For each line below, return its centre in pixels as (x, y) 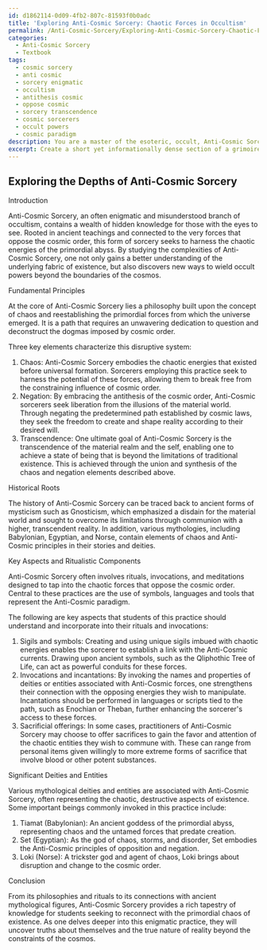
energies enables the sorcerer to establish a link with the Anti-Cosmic (133, 650)
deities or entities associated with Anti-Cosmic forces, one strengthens (136, 684)
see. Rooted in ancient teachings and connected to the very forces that (124, 233)
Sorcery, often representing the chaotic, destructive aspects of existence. (129, 799)
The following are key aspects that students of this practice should (117, 618)
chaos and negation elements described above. (98, 473)
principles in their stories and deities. (95, 546)
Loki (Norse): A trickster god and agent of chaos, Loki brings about (130, 857)
